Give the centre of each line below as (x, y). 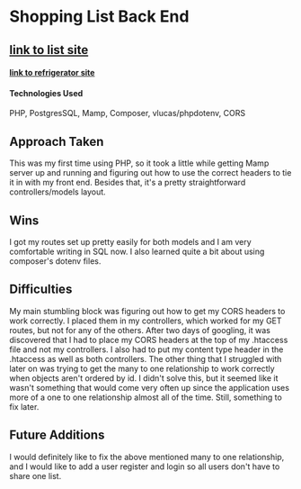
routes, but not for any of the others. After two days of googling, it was (140, 330)
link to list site (49, 50)
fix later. (24, 406)
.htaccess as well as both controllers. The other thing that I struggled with (146, 358)
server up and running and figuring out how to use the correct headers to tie (150, 173)
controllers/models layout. (58, 192)
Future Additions (57, 435)
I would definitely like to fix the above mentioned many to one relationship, (147, 457)
